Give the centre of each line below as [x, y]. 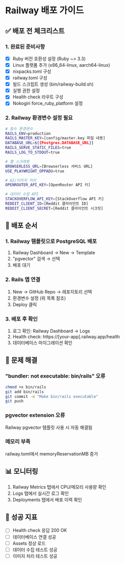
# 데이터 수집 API [22, 194]
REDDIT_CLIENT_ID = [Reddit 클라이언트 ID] [47, 204]
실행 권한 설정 [26, 91]
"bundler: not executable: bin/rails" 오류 [55, 376]
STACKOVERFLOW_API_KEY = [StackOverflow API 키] [55, 199]
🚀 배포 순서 [22, 225]
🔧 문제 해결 [22, 360]
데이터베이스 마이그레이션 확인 [42, 343]
